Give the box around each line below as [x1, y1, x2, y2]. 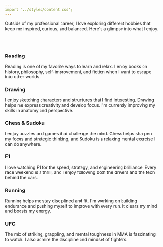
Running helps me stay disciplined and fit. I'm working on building [5, 198, 138, 204]
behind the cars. [5, 174, 38, 180]
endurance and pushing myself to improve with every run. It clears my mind [5, 203, 157, 209]
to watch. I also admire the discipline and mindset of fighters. [5, 237, 128, 243]
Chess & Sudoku [5, 120, 45, 127]
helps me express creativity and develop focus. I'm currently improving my [5, 102, 155, 108]
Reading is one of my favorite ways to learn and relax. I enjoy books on [5, 63, 148, 69]
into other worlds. [5, 74, 41, 79]
